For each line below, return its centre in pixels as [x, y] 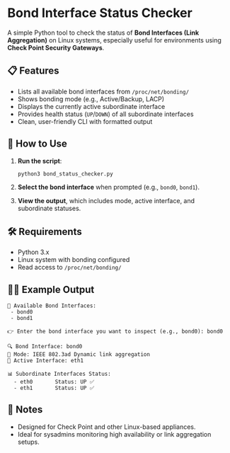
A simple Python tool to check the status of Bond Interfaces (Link [103, 33]
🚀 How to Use [37, 144]
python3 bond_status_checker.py [65, 174]
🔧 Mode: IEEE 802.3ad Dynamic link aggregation [79, 355]
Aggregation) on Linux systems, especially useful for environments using [114, 40]
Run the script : [40, 161]
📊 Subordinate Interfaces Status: [59, 374]
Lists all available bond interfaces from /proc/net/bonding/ [103, 91]
